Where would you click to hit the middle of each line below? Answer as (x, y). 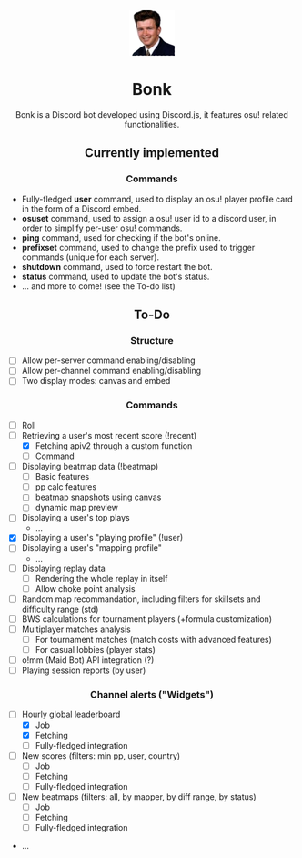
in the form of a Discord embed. (81, 208)
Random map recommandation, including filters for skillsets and (141, 599)
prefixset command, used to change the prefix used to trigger (138, 247)
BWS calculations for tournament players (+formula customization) (147, 619)
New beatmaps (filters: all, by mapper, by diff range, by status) (139, 796)
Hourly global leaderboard (71, 714)
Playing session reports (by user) (84, 670)
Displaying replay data (63, 568)
